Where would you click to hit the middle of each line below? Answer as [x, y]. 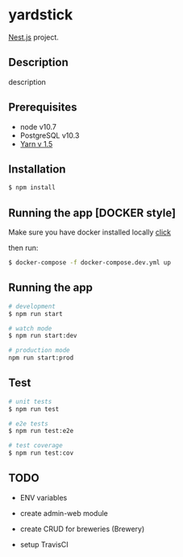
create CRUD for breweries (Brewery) [82, 529]
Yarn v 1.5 [36, 143]
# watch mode [30, 328]
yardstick [41, 15]
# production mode [39, 351]
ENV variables [44, 497]
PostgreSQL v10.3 [50, 135]
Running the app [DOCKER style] [92, 212]
